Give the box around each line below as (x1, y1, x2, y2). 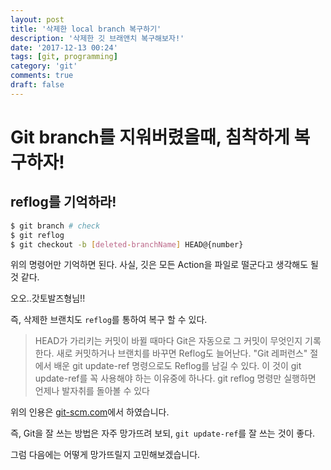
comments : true (10, 71, 74, 81)
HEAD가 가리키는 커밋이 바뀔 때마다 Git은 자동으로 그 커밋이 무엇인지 (34, 335, 303, 347)
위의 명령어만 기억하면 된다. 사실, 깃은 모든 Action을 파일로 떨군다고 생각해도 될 (10, 259, 319, 271)
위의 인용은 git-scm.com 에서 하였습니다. (10, 406, 170, 418)
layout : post (10, 14, 65, 25)
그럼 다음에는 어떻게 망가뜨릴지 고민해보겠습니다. (10, 449, 201, 461)
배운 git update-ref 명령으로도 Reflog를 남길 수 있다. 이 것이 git (53, 360, 302, 372)
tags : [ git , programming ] (10, 52, 118, 62)
